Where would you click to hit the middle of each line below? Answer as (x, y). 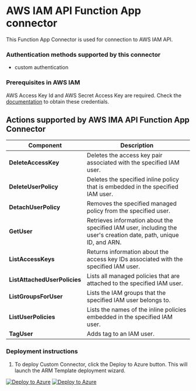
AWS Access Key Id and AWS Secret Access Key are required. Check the (94, 95)
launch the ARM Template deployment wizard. (70, 371)
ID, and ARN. (104, 242)
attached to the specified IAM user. (135, 283)
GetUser (21, 231)
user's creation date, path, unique (133, 235)
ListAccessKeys (32, 259)
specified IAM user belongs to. (129, 300)
